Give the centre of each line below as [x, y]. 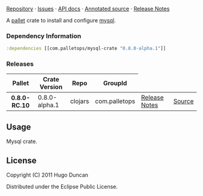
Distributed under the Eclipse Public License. [62, 187]
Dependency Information [44, 36]
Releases [20, 64]
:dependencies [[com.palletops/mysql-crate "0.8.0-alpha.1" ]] [86, 49]
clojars [80, 101]
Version [51, 87]
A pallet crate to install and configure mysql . [61, 20]
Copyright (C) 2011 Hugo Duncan [47, 175]
